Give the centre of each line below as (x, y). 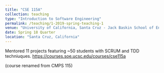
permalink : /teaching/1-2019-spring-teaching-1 (54, 23)
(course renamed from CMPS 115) (39, 65)
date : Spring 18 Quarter (30, 32)
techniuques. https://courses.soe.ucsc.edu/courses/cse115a (65, 56)
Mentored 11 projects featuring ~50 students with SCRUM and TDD (72, 51)
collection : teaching (27, 14)
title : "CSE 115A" (24, 10)
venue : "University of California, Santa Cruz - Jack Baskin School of (79, 28)
